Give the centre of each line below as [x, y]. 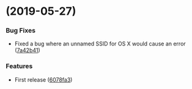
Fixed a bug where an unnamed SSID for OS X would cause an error [100, 44]
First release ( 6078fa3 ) [43, 79]
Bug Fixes [21, 31]
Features [19, 66]
